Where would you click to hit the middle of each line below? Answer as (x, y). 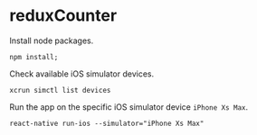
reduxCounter (63, 16)
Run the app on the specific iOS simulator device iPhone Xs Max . (129, 107)
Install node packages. (52, 40)
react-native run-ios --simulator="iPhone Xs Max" (107, 123)
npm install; (34, 57)
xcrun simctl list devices (60, 90)
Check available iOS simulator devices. (82, 74)
